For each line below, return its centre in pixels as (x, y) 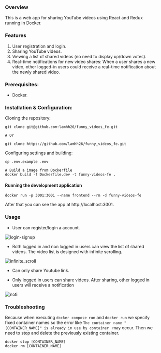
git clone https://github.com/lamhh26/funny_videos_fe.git (66, 144)
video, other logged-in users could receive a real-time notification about (84, 66)
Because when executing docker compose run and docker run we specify (77, 317)
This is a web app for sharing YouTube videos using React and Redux (74, 18)
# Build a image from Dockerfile (39, 170)
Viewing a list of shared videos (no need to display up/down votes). (79, 56)
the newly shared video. (36, 72)
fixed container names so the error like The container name (64, 322)
